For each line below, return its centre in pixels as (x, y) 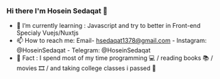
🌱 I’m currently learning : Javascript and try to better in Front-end (108, 26)
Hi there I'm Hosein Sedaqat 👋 (57, 11)
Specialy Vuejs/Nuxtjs (48, 33)
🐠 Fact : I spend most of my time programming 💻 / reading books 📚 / (114, 58)
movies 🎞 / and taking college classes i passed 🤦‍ (86, 68)
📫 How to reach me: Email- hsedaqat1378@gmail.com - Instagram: (111, 41)
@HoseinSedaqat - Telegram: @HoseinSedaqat (83, 50)
